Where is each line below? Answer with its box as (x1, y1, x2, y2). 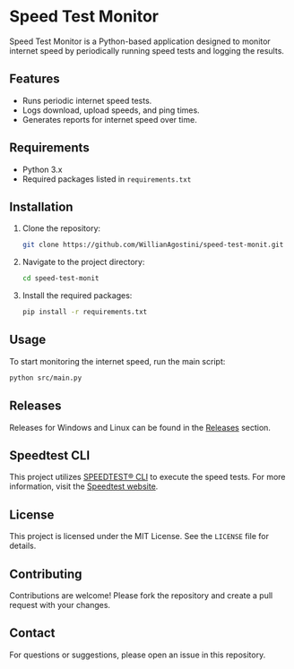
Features (9, 72, 60, 87)
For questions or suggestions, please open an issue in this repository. (9, 649, 266, 660)
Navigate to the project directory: (22, 257, 145, 268)
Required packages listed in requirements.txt (22, 173, 192, 184)
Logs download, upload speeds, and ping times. (22, 105, 200, 116)
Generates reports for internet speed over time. (22, 114, 197, 124)
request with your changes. (9, 599, 110, 610)
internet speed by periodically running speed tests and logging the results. (9, 45, 285, 56)
